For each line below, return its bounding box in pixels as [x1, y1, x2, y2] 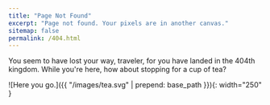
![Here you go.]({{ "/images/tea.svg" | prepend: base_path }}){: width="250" [8, 80, 262, 90]
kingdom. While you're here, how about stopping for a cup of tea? [8, 65, 227, 75]
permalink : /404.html [8, 34, 81, 42]
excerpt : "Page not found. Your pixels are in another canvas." [8, 19, 229, 27]
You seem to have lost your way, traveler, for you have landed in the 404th [8, 56, 255, 66]
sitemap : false [8, 26, 60, 34]
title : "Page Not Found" [8, 11, 92, 20]
